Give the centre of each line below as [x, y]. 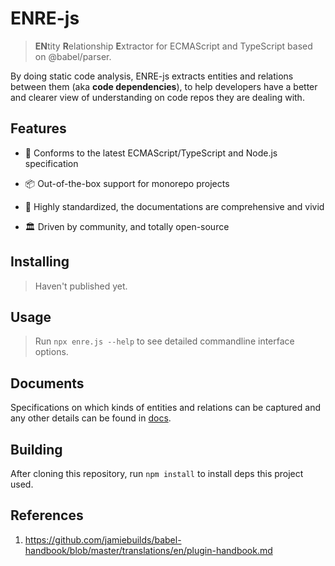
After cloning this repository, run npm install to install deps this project [157, 473]
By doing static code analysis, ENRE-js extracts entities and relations [152, 76]
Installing [40, 262]
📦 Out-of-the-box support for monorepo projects [127, 183]
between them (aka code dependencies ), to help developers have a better [164, 86]
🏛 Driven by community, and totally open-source [127, 226]
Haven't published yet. [81, 286]
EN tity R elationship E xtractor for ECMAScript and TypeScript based [173, 46]
